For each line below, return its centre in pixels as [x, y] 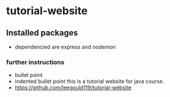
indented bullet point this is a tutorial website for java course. [89, 82]
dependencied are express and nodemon [65, 47]
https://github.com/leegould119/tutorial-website [73, 88]
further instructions [35, 62]
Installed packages [42, 33]
